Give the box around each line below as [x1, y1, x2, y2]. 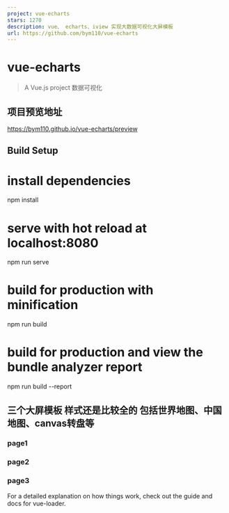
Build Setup [7, 145, 58, 157]
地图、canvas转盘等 [7, 417, 95, 429]
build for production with [7, 283, 154, 298]
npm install [7, 196, 39, 204]
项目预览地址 [7, 106, 63, 118]
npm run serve [7, 258, 49, 267]
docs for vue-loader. [7, 499, 66, 507]
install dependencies [7, 173, 131, 189]
